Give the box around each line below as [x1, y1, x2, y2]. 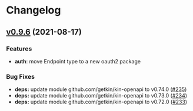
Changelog [6, 4, 61, 17]
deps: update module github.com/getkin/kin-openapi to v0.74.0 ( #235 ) [14, 86, 187, 93]
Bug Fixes [6, 72, 35, 80]
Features [6, 45, 32, 53]
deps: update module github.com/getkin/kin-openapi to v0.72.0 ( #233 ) [14, 98, 187, 106]
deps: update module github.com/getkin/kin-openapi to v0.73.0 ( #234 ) [14, 92, 187, 99]
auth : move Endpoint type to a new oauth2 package [14, 58, 141, 65]
